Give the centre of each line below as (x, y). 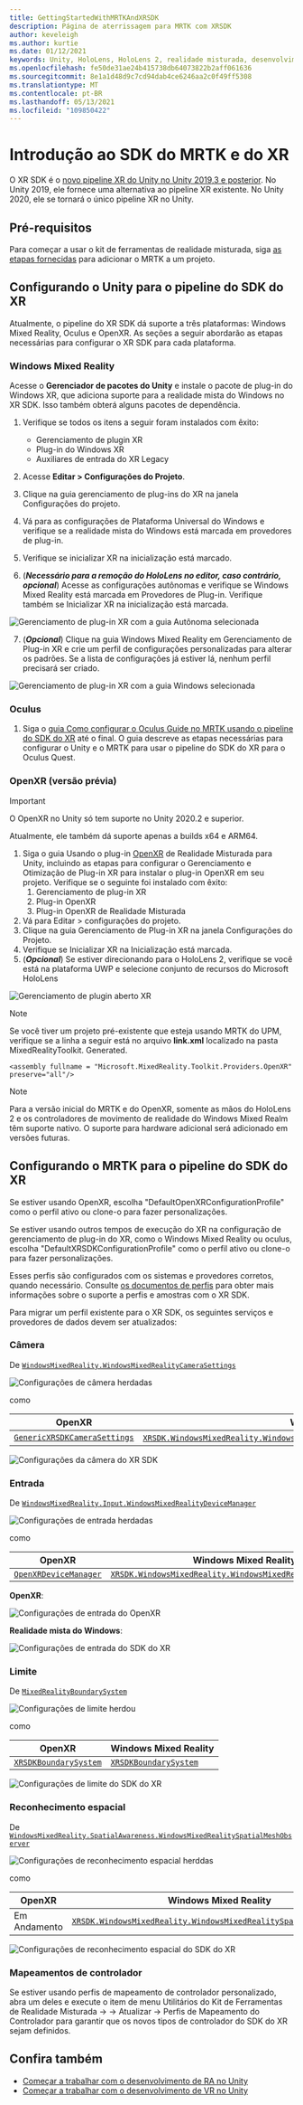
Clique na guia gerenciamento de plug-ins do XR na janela (130, 495)
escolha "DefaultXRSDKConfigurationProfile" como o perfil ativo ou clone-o (150, 1248)
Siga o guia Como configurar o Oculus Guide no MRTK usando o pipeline (158, 729)
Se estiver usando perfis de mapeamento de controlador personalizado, (143, 1992)
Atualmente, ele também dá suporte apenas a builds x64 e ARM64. (134, 835)
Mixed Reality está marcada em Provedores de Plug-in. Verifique (142, 595)
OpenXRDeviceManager (58, 1575)
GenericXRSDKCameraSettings (74, 1437)
